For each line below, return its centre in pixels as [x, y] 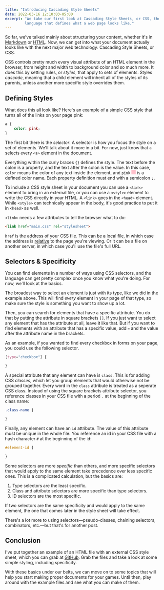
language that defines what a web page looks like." [79, 23]
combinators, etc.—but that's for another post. [52, 525]
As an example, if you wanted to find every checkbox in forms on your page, [82, 343]
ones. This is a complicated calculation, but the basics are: [64, 476]
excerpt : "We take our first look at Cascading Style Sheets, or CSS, [78, 19]
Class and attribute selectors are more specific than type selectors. [80, 490]
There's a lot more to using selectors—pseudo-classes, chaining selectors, [81, 520]
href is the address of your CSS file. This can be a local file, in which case [79, 236]
